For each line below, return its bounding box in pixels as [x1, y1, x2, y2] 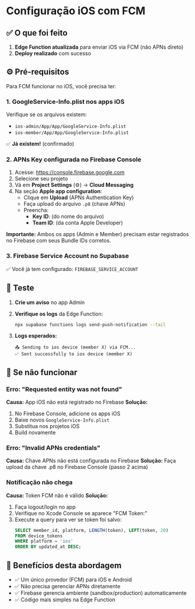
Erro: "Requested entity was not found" [6, 385, 122, 393]
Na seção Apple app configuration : [14, 188, 102, 195]
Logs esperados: [14, 332, 57, 339]
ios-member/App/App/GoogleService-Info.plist [14, 130, 129, 136]
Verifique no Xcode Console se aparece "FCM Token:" [14, 509, 148, 516]
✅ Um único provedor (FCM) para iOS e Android [14, 576, 132, 583]
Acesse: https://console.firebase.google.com [14, 169, 125, 176]
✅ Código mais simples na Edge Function [14, 596, 116, 603]
